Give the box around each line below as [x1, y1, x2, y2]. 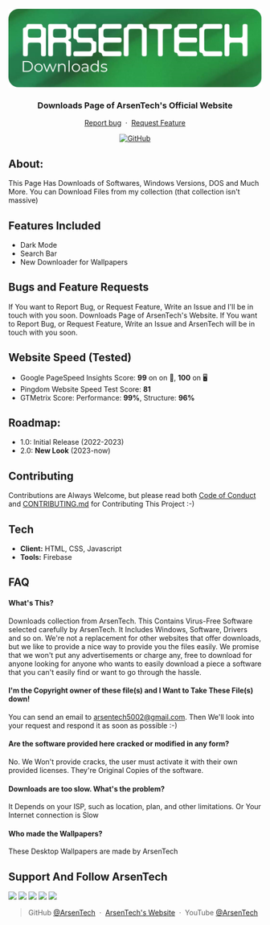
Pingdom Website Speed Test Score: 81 [19, 384, 151, 394]
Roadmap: [8, 416, 61, 430]
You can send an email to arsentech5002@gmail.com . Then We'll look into [8, 712, 255, 721]
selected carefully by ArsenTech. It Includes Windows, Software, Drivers [8, 624, 247, 634]
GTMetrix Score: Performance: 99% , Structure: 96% [19, 393, 195, 402]
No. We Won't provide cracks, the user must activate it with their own [8, 757, 238, 767]
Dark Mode [19, 240, 58, 249]
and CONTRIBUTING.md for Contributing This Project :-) [8, 499, 195, 509]
